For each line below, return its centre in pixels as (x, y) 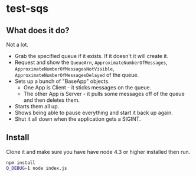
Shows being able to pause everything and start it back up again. (94, 112)
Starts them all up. (37, 106)
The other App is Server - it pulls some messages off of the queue (104, 94)
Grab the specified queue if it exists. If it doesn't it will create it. (91, 56)
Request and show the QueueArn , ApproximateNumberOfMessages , (91, 62)
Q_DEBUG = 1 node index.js (37, 168)
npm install (21, 162)
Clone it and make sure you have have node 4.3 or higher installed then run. (98, 152)
